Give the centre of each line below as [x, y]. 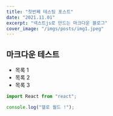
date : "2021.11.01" [31, 17]
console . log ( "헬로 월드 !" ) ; [40, 107]
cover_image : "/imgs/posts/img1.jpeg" [55, 29]
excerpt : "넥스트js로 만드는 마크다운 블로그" [57, 23]
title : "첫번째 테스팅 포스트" [40, 12]
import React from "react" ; [42, 97]
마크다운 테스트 [33, 54]
